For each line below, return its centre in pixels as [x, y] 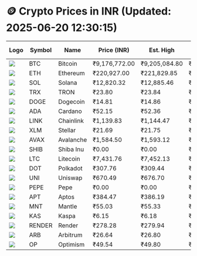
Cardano [70, 111]
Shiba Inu [71, 149]
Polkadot [71, 168]
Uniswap [70, 178]
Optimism [72, 244]
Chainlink [71, 121]
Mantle [68, 206]
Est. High [162, 50]
